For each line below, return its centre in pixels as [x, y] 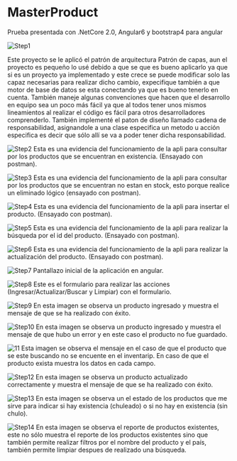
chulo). [18, 413]
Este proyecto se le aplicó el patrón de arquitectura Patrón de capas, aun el [117, 59]
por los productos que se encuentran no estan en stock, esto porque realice [118, 185]
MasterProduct [53, 12]
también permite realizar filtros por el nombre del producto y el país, [107, 442]
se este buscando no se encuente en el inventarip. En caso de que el [108, 355]
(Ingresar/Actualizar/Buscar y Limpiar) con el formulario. [89, 291]
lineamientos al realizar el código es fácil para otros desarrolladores [106, 112]
